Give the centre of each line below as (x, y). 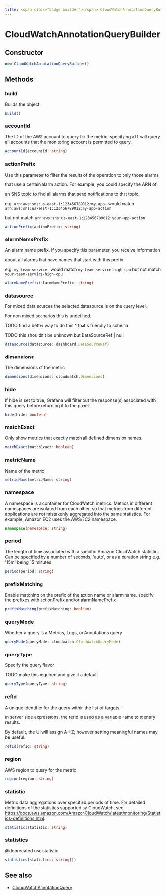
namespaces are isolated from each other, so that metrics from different (79, 508)
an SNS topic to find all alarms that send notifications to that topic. (72, 194)
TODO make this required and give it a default (52, 675)
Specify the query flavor (30, 665)
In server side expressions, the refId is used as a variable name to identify (80, 717)
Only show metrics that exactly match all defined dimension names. (74, 438)
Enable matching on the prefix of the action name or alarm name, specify (80, 595)
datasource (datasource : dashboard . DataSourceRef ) (57, 344)
